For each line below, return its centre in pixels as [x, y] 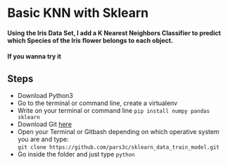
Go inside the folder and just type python [76, 154]
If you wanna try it [34, 56]
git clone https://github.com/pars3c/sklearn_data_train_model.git [118, 147]
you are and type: [43, 140]
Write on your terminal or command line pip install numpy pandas [113, 111]
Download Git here [45, 124]
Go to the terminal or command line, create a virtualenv [97, 103]
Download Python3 [45, 96]
